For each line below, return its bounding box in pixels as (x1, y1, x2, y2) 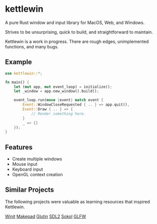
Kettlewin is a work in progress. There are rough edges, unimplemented (5, 38, 149, 45)
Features (5, 143, 33, 151)
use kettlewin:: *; (5, 71, 42, 76)
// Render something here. (31, 111, 86, 116)
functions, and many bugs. (5, 44, 59, 49)
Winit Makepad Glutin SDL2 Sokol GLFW (5, 213, 86, 219)
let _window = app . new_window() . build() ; (14, 89, 99, 94)
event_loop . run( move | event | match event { (14, 98, 104, 103)
